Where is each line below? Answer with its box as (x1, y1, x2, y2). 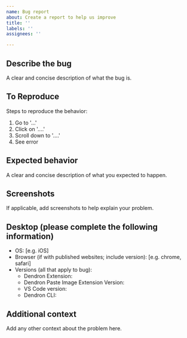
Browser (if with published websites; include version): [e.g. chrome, (14, 254, 182, 261)
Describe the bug (6, 58, 72, 69)
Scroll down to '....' (14, 132, 61, 139)
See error (14, 138, 39, 145)
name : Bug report (6, 8, 50, 15)
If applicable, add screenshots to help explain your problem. (6, 205, 154, 212)
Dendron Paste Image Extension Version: (23, 279, 125, 286)
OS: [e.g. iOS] (14, 247, 49, 254)
